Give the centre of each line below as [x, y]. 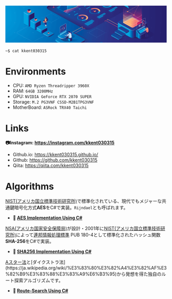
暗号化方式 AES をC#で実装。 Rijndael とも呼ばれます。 [71, 208]
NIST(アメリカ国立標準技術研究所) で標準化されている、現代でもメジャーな [84, 201]
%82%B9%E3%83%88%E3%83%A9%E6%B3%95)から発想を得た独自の [83, 274]
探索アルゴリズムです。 [39, 281]
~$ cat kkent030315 [26, 51]
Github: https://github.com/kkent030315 [55, 160]
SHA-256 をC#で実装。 [30, 241]
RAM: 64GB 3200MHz [33, 91]
